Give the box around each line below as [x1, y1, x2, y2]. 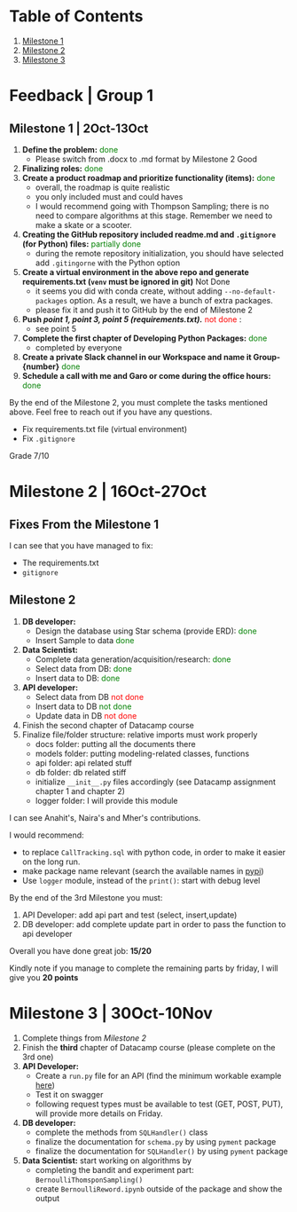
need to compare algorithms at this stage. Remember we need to [35, 210, 273, 221]
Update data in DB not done [35, 710, 137, 720]
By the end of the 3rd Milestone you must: [9, 892, 163, 902]
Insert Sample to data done [35, 634, 135, 645]
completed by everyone [35, 342, 122, 352]
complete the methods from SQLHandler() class [35, 1127, 208, 1137]
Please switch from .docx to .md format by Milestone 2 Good [35, 153, 258, 164]
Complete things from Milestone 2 [21, 1032, 147, 1043]
